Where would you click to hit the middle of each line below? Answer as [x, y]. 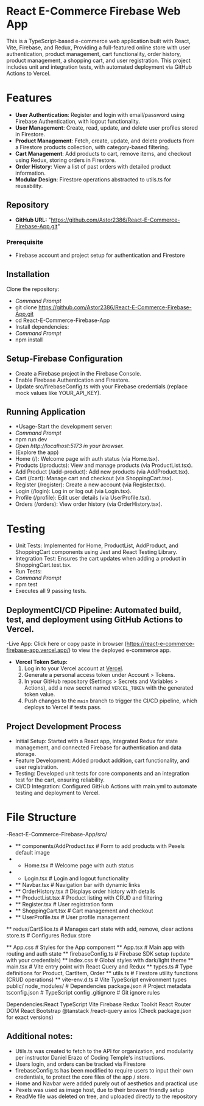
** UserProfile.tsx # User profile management [72, 917]
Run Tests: [28, 572]
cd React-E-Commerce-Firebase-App [62, 320]
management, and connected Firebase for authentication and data [98, 747]
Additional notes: [40, 1036]
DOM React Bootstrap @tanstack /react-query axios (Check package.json [99, 1010]
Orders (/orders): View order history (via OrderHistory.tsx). [89, 504]
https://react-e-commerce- [160, 644]
